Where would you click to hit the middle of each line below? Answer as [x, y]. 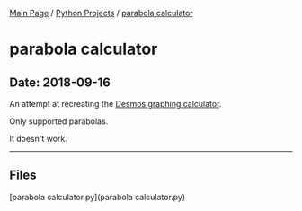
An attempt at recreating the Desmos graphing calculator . [115, 104]
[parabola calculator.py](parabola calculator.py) [98, 197]
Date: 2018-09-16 [60, 82]
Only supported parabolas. [59, 121]
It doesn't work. [38, 139]
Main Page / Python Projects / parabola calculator [101, 13]
